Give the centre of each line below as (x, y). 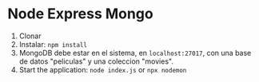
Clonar (30, 36)
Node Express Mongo (80, 14)
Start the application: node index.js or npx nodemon (103, 69)
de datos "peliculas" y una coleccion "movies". (96, 61)
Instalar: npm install (53, 44)
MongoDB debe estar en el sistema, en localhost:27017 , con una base (135, 53)
